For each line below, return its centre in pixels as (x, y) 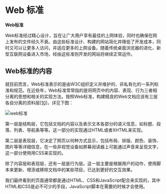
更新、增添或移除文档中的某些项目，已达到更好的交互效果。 (74, 170)
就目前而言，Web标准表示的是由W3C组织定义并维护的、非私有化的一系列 (80, 84)
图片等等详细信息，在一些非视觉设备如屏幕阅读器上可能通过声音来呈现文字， (83, 146)
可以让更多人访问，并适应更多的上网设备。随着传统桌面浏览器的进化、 (85, 48)
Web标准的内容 (29, 71)
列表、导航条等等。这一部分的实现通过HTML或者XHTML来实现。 (80, 130)
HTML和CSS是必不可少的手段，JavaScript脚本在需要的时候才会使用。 (76, 186)
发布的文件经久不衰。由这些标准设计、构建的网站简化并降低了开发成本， (83, 41)
